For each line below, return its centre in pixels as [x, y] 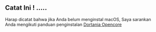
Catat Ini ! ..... [26, 8]
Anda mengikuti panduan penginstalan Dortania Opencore [63, 24]
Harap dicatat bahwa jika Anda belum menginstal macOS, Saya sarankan [78, 19]
